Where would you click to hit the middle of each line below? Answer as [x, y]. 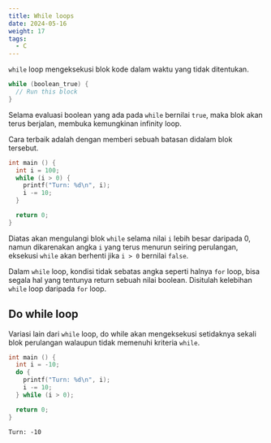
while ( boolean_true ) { [49, 85]
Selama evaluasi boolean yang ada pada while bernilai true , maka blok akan [136, 115]
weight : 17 [27, 31]
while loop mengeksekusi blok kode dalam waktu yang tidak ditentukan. [129, 69]
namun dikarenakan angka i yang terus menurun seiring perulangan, [123, 247]
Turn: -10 [25, 432]
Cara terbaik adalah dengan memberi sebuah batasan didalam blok [120, 139]
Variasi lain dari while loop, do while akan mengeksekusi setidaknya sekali [133, 333]
